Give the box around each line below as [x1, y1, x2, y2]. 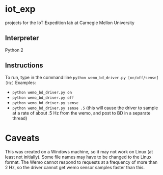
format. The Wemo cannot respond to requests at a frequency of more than [5, 159, 158, 165]
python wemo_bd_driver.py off [12, 95, 75, 100]
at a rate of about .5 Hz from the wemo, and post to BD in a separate [12, 110, 151, 116]
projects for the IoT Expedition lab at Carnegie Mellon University [5, 20, 135, 26]
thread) [12, 115, 27, 121]
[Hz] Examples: [5, 80, 36, 86]
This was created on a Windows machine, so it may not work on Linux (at [5, 148, 153, 154]
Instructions [5, 61, 43, 70]
